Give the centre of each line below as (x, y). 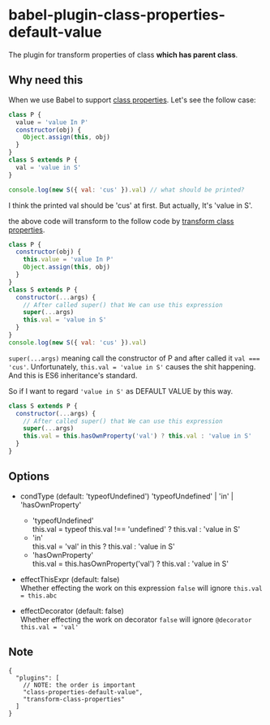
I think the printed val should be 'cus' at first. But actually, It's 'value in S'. (131, 205)
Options (29, 477)
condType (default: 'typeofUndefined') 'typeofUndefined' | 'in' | (126, 496)
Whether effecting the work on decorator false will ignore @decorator (136, 619)
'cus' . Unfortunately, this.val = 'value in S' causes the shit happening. (132, 366)
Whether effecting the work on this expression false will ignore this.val (141, 588)
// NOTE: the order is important (79, 685)
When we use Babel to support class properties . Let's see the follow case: (133, 100)
